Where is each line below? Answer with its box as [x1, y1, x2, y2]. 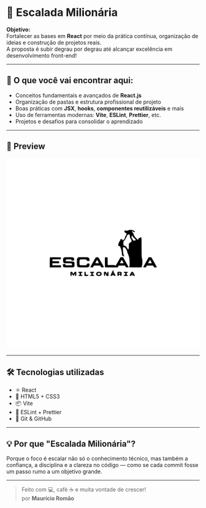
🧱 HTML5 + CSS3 [15, 393, 60, 400]
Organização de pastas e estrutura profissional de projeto [15, 98, 161, 105]
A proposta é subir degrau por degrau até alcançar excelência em [6, 45, 173, 53]
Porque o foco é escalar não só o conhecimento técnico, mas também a [6, 455, 188, 462]
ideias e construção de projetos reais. [6, 39, 102, 46]
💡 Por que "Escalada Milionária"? [6, 438, 136, 449]
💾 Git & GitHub [15, 415, 52, 422]
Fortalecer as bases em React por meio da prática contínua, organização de [6, 32, 199, 39]
